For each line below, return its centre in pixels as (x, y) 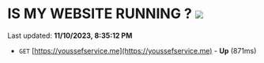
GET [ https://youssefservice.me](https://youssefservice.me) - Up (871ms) (138, 50)
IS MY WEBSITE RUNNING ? (100, 14)
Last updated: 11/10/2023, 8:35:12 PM (70, 35)
